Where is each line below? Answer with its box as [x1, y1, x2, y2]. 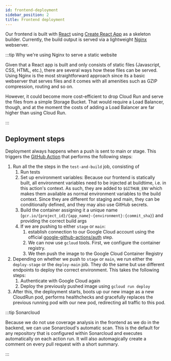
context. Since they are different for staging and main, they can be [20, 196, 160, 202]
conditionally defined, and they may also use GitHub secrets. [20, 202, 149, 208]
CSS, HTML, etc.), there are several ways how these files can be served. [5, 67, 158, 73]
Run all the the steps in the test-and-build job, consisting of [12, 163, 139, 169]
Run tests [20, 169, 40, 175]
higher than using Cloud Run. [5, 110, 67, 116]
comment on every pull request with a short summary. [5, 341, 119, 347]
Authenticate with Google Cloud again [20, 278, 101, 284]
